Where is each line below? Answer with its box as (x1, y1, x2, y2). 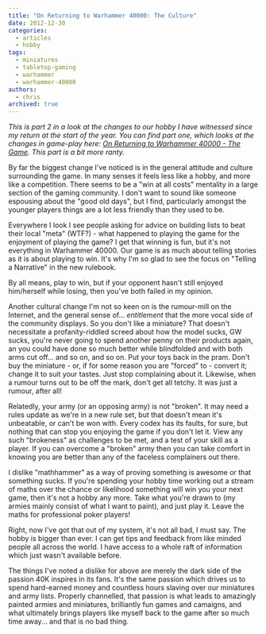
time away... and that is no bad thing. (8, 617, 129, 626)
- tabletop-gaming (15, 64, 77, 72)
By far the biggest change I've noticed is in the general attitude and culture (8, 163, 253, 172)
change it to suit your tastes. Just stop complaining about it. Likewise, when (8, 369, 256, 379)
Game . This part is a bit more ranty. (8, 148, 125, 157)
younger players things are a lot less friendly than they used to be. (8, 205, 225, 215)
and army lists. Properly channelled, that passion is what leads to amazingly (8, 591, 256, 601)
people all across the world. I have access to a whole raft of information (8, 542, 242, 552)
